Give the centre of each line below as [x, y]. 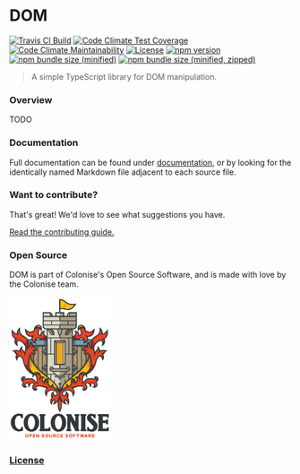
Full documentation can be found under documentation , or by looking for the [150, 162]
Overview [31, 99]
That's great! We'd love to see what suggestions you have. [117, 214]
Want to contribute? [54, 195]
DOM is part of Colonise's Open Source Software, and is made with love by [148, 275]
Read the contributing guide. [62, 232]
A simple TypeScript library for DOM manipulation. [124, 76]
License [27, 461]
